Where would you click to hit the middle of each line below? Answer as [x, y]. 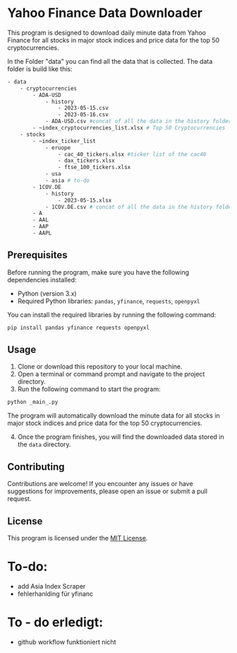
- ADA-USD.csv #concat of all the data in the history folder [138, 122]
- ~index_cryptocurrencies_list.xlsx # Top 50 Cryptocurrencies [129, 128]
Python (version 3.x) [47, 293]
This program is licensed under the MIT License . [78, 538]
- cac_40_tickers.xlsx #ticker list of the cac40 [132, 154]
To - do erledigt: [55, 622]
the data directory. [44, 444]
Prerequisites [37, 255]
